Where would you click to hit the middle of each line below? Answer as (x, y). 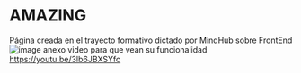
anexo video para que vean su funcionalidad (125, 49)
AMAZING (48, 16)
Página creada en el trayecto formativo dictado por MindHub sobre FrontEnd (151, 40)
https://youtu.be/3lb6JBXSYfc (65, 59)
